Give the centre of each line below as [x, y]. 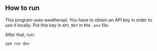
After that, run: [20, 34]
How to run [22, 8]
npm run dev [17, 44]
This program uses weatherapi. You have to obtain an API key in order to [79, 20]
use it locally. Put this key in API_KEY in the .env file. [57, 25]
